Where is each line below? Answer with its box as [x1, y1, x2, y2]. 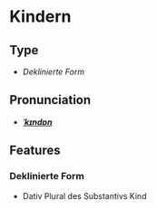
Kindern [9, 6, 72, 27]
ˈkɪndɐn [22, 116, 53, 128]
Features [9, 143, 61, 158]
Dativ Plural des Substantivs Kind [22, 190, 147, 201]
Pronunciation [9, 92, 92, 108]
